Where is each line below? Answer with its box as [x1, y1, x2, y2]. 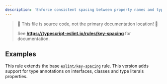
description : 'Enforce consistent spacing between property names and [5, 7, 155, 12]
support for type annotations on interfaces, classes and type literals [5, 68, 144, 74]
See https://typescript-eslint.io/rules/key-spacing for [17, 30, 131, 36]
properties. [5, 74, 28, 80]
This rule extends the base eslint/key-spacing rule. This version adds [5, 63, 149, 69]
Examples [5, 50, 36, 58]
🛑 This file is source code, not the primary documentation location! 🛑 [17, 21, 158, 27]
